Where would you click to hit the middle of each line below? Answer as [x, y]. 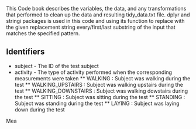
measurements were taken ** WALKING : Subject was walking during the [102, 78]
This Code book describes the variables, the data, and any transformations [96, 9]
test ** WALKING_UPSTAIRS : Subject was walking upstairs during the [99, 84]
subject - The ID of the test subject [57, 66]
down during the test [40, 109]
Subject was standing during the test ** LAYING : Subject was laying [97, 103]
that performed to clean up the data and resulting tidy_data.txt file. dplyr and [98, 15]
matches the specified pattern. [43, 33]
